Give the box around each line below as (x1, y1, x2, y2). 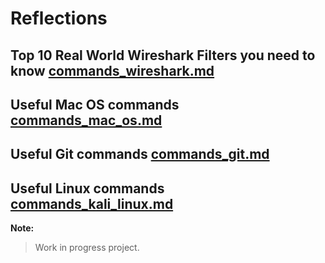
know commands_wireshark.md (10, 62, 215, 79)
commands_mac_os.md (10, 112, 163, 129)
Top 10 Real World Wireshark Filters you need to (10, 47, 316, 64)
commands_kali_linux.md (10, 195, 174, 212)
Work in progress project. (34, 242, 140, 254)
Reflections (10, 7, 108, 30)
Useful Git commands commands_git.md (10, 146, 270, 163)
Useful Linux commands (10, 180, 165, 197)
